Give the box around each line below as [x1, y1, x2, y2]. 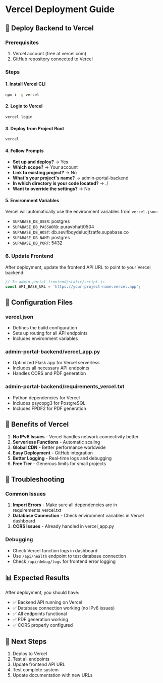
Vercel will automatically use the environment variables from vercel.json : [5, 209, 158, 215]
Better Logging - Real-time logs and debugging [12, 455, 112, 461]
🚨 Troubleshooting [5, 475, 65, 483]
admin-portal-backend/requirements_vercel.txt [5, 383, 125, 390]
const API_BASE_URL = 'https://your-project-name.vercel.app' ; [5, 284, 141, 289]
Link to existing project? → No [12, 170, 77, 176]
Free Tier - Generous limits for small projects [12, 460, 106, 467]
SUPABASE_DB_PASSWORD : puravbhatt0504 [12, 224, 94, 230]
